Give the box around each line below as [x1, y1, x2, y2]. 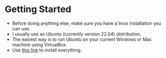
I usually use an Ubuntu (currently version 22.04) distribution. [12, 31, 142, 37]
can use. [12, 25, 31, 31]
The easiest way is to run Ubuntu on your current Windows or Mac [12, 36, 152, 42]
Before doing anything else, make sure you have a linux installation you [12, 20, 161, 26]
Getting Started [5, 4, 72, 15]
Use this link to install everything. [12, 47, 82, 53]
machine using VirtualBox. [12, 41, 67, 47]
